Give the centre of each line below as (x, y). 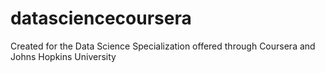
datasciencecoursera (101, 18)
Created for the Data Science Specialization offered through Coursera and (163, 46)
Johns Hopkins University (63, 56)
